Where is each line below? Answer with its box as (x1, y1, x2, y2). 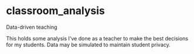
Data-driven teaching (6, 23, 57, 31)
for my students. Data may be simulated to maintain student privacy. (6, 41, 171, 48)
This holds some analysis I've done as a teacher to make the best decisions (6, 35, 189, 42)
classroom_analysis (6, 4, 105, 18)
